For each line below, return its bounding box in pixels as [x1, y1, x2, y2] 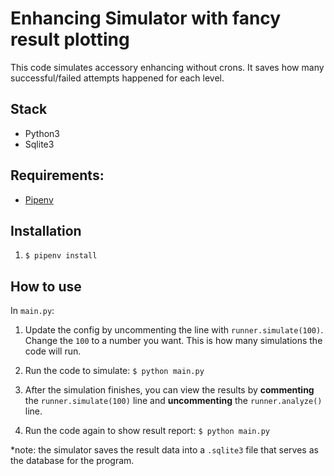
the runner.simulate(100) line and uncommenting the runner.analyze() [24, 395, 323, 407]
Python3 [24, 127, 60, 139]
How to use [10, 278, 82, 295]
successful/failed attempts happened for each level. [10, 72, 225, 84]
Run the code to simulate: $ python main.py [24, 365, 205, 377]
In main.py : [10, 305, 55, 317]
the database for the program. [10, 455, 135, 467]
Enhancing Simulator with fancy [10, 7, 282, 30]
